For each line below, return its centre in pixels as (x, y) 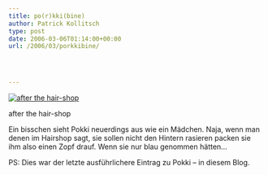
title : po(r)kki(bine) (47, 16)
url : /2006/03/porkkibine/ (54, 46)
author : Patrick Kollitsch (54, 24)
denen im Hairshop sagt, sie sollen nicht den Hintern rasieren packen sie (130, 138)
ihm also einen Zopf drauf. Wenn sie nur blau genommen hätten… (118, 147)
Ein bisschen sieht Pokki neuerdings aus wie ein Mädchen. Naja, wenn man (134, 129)
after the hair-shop (40, 114)
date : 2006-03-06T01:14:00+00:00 (65, 39)
